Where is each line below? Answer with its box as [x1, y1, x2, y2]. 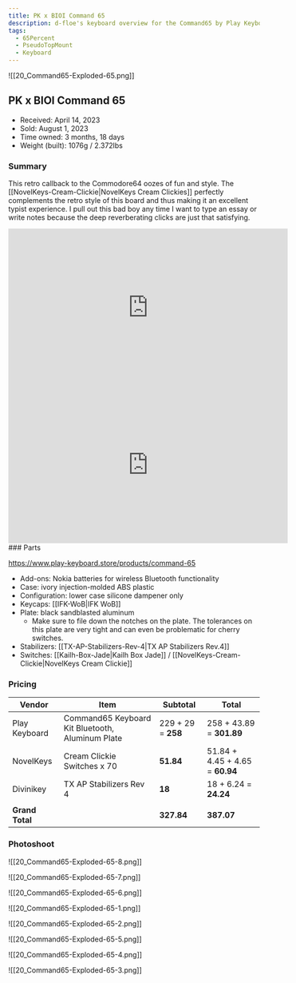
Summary [8, 161, 48, 172]
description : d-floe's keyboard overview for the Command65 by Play [8, 19, 241, 27]
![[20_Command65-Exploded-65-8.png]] [8, 857, 142, 866]
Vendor [19, 699, 49, 710]
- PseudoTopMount [15, 42, 73, 50]
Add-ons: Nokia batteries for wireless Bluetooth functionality [19, 574, 219, 583]
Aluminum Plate [63, 733, 123, 744]
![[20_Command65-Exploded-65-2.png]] [8, 918, 142, 928]
